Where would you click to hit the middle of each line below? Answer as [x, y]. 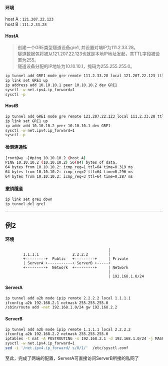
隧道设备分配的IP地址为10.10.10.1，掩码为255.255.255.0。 [76, 66]
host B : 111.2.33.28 [26, 25]
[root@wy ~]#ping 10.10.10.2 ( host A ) [45, 158]
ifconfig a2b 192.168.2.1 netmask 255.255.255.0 [57, 303]
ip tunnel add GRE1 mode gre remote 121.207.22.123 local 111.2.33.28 [80, 116]
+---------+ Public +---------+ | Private [76, 259]
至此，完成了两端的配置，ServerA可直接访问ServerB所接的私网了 [72, 358]
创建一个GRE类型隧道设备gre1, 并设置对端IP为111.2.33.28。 [78, 48]
